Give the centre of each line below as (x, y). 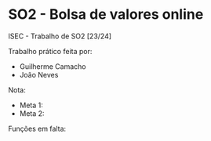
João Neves (39, 74)
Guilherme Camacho (53, 66)
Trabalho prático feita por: (50, 51)
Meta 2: (32, 113)
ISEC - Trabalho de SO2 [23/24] (60, 36)
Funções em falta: (37, 128)
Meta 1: (31, 105)
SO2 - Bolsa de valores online (106, 14)
